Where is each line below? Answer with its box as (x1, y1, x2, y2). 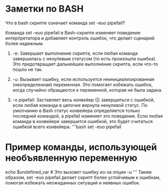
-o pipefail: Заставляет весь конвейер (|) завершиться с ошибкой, (12, 97, 155, 103)
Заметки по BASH (5, 3, 84, 15)
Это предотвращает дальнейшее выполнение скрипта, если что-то (12, 61, 158, 67)
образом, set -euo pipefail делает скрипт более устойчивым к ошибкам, (5, 174, 161, 180)
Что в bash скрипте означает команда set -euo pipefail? (5, 20, 125, 26)
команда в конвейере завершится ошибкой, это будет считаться (12, 118, 153, 124)
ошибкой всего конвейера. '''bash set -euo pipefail (12, 124, 122, 130)
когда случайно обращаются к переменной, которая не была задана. (12, 87, 163, 93)
